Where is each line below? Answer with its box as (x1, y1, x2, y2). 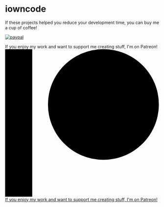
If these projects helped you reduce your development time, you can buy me (5, 20, 160, 25)
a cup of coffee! (5, 24, 38, 30)
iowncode (5, 3, 47, 15)
